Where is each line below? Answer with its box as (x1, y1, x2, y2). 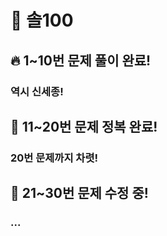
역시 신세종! (10, 84, 64, 98)
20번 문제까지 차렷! (10, 151, 98, 165)
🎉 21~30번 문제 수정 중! (10, 185, 149, 202)
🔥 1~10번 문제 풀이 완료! (10, 52, 152, 69)
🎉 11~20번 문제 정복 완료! (10, 118, 158, 135)
